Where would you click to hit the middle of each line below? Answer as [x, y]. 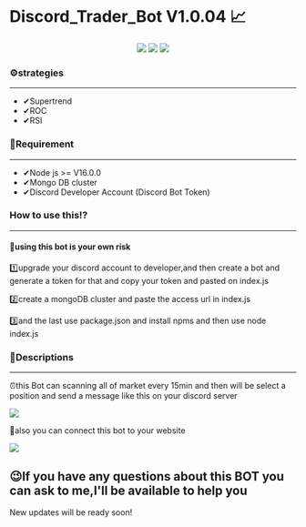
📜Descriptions [42, 357]
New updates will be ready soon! [71, 512]
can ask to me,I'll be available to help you [128, 490]
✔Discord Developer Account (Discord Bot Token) [117, 192]
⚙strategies [37, 73]
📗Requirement [42, 144]
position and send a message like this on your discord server [124, 396]
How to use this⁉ [49, 216]
